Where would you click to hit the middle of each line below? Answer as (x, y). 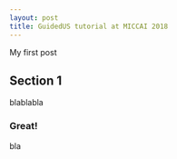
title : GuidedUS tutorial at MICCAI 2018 (89, 26)
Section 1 (35, 80)
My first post (33, 52)
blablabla (26, 103)
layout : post (34, 18)
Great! (24, 126)
